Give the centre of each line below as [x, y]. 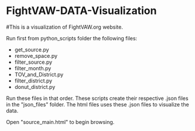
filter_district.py [33, 81]
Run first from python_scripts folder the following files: [72, 38]
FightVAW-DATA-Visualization [81, 11]
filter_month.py [33, 68]
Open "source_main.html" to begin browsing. [60, 122]
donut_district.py [35, 87]
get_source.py [32, 49]
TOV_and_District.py [39, 74]
